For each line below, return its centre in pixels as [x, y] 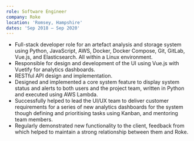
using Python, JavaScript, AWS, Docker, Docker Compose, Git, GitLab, [100, 51]
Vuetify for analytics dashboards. [55, 70]
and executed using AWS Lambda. [56, 95]
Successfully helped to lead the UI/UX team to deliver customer [92, 101]
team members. [34, 120]
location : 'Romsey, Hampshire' [44, 22]
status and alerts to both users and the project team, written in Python [99, 88]
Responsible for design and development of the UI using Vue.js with [97, 63]
